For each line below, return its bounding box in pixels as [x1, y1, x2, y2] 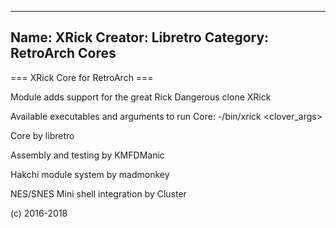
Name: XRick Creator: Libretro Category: [10, 29, 270, 46]
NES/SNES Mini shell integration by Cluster [10, 187, 187, 200]
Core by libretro [10, 129, 75, 141]
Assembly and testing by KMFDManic [10, 149, 165, 161]
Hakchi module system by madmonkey [10, 168, 170, 180]
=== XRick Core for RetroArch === [10, 71, 154, 83]
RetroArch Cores [10, 45, 117, 62]
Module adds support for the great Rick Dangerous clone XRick [10, 91, 272, 103]
